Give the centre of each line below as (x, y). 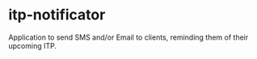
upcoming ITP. (32, 45)
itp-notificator (57, 15)
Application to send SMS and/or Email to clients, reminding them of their (128, 37)
